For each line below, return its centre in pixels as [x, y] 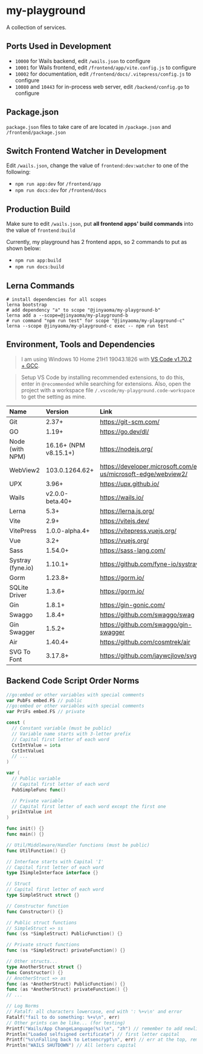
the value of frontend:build [41, 230]
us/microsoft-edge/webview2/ [143, 474]
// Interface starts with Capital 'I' [55, 861]
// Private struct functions [43, 945]
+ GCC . [30, 365]
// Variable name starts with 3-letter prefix [71, 734]
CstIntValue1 [28, 751]
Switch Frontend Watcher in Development [87, 151]
